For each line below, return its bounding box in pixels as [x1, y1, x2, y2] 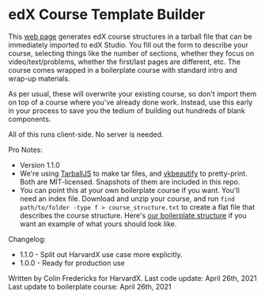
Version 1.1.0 [19, 160, 61, 169]
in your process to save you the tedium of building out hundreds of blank [8, 105, 245, 115]
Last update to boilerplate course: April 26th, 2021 [8, 282, 172, 291]
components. [8, 114, 51, 123]
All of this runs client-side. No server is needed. [8, 129, 164, 139]
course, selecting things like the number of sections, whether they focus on [8, 48, 255, 58]
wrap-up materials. [8, 74, 70, 83]
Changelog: [8, 234, 46, 244]
